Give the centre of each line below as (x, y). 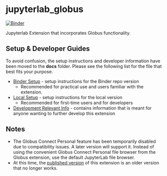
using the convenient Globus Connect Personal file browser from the (84, 152)
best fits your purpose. (30, 71)
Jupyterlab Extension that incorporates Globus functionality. (68, 33)
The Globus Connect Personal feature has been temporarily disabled (84, 141)
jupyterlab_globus (45, 9)
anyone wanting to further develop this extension (64, 113)
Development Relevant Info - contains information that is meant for (82, 108)
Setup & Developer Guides (48, 49)
